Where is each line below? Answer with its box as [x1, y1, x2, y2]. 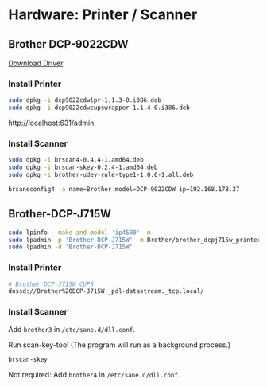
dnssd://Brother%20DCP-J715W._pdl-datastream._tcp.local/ [8, 287, 204, 295]
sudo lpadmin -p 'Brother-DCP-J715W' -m [8, 236, 145, 244]
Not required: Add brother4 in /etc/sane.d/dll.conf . [8, 369, 180, 379]
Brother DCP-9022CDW [8, 37, 129, 51]
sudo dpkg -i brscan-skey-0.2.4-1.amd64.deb [8, 163, 158, 172]
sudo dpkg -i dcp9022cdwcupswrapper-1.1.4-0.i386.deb [8, 104, 191, 112]
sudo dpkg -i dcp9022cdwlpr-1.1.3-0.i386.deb [8, 96, 161, 104]
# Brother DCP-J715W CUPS [8, 280, 94, 288]
